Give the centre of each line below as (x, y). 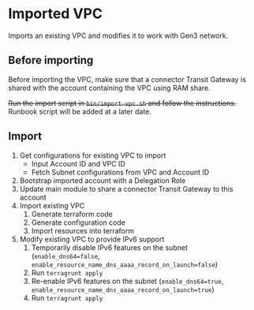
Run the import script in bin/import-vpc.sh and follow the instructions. (122, 103)
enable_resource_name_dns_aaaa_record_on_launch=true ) (123, 289)
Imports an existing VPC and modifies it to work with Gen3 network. (118, 35)
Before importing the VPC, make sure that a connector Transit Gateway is (127, 79)
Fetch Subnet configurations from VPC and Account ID (120, 172)
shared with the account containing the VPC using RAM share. (109, 88)
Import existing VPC (52, 205)
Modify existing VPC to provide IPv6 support (92, 239)
